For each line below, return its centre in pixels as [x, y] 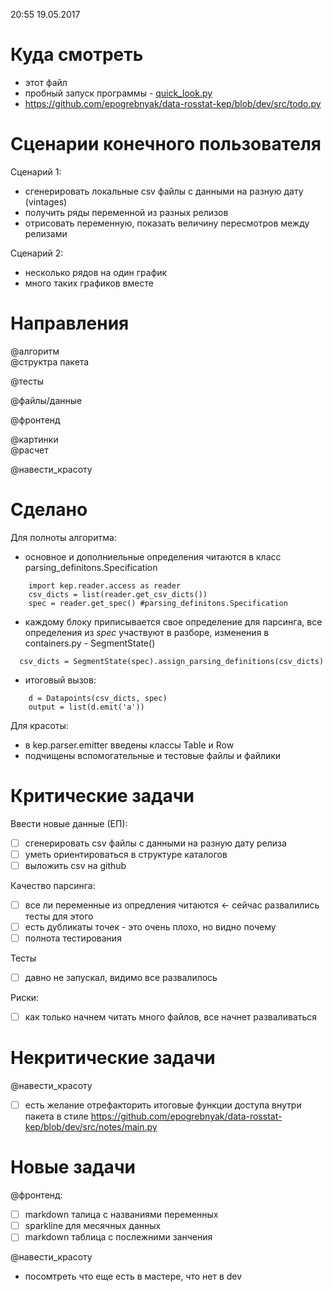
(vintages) [46, 201]
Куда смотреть [77, 55]
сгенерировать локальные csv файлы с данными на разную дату [164, 191]
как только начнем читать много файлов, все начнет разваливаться [171, 1017]
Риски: [25, 998]
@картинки [34, 439]
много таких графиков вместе [89, 283]
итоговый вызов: [60, 680]
